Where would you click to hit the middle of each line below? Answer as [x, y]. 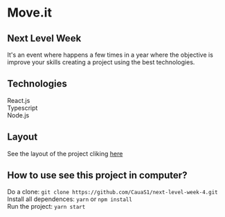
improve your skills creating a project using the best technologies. [101, 62]
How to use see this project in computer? [97, 175]
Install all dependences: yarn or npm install [70, 199]
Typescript [22, 108]
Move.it [29, 13]
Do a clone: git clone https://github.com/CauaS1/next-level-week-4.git [112, 192]
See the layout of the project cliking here [65, 153]
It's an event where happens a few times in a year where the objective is [110, 55]
